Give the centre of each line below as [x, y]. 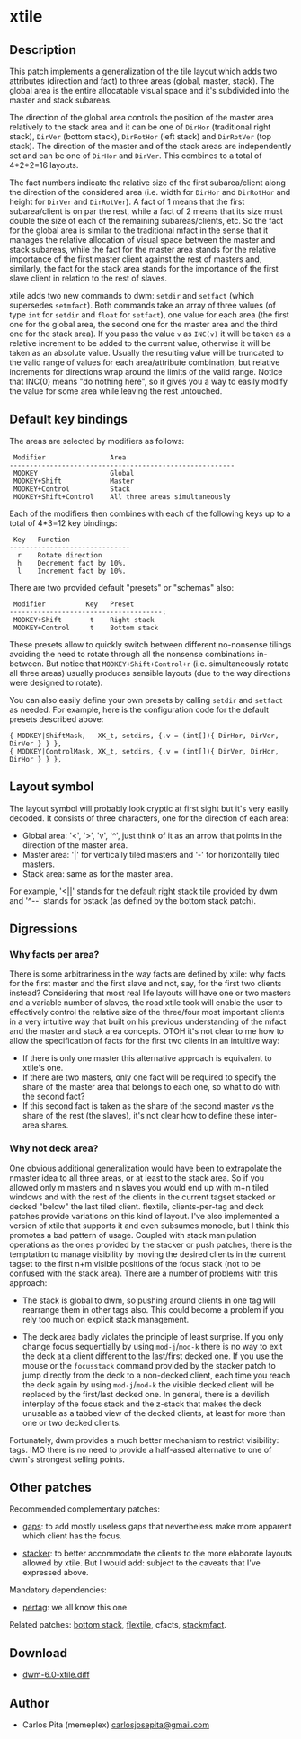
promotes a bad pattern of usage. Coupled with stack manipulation [133, 1235]
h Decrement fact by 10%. [72, 563]
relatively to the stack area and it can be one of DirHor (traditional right [140, 127]
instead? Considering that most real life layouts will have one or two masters [150, 993]
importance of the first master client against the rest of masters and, [136, 259]
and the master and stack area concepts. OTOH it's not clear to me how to [147, 1031]
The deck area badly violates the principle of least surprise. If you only [153, 1336]
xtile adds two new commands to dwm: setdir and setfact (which [132, 295]
